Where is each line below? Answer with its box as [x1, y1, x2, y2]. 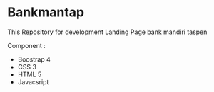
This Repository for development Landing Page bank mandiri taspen [7, 28, 208, 36]
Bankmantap [7, 4, 84, 21]
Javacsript [17, 77, 49, 86]
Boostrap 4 [17, 54, 51, 64]
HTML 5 [17, 70, 42, 79]
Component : [7, 41, 46, 50]
